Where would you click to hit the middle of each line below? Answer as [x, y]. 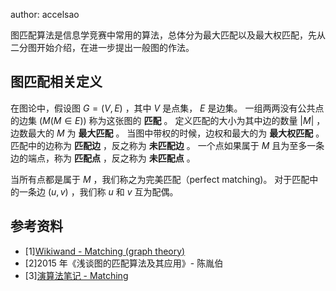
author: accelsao [45, 14]
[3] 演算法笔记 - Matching [76, 275]
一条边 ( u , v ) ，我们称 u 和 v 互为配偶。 [98, 191]
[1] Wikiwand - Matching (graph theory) [105, 251]
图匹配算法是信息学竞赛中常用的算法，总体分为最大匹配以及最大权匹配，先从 [168, 35]
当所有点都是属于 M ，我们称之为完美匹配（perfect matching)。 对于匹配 [160, 179]
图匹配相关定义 [56, 82]
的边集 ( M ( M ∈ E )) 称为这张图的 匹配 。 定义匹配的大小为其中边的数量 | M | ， [168, 120]
